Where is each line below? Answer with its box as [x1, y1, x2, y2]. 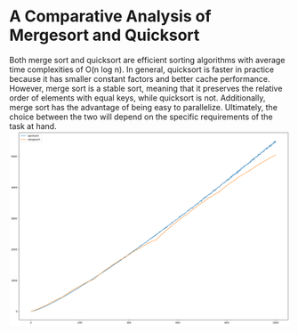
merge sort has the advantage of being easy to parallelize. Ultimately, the [9, 102, 278, 112]
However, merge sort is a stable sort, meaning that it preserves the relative [9, 83, 283, 93]
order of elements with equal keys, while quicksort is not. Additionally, [9, 92, 266, 103]
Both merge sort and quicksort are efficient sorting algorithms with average [9, 54, 286, 65]
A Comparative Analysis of [9, 6, 212, 27]
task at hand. [9, 120, 57, 131]
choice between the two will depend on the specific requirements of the [9, 111, 273, 122]
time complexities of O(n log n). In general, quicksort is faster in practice [9, 64, 275, 75]
